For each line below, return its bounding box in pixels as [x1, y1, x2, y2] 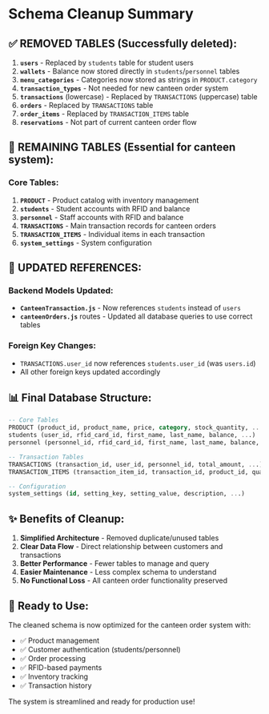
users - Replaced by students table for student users [19, 58, 194, 67]
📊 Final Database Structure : [8, 391, 152, 405]
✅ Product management [19, 636, 100, 645]
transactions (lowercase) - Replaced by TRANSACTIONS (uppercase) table [19, 92, 258, 101]
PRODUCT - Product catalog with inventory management [19, 195, 199, 205]
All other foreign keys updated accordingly [19, 367, 161, 376]
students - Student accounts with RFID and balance [19, 203, 191, 213]
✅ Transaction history [19, 680, 92, 690]
